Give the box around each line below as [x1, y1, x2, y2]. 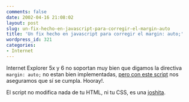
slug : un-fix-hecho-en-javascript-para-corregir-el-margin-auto [6, 25, 170, 32]
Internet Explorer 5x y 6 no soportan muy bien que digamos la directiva [6, 64, 182, 71]
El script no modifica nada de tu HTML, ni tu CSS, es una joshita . [6, 88, 166, 96]
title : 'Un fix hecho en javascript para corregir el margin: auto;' [6, 31, 184, 37]
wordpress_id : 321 [6, 37, 52, 43]
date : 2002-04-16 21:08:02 [6, 14, 74, 20]
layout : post [6, 20, 39, 26]
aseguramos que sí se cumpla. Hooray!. [6, 77, 104, 84]
